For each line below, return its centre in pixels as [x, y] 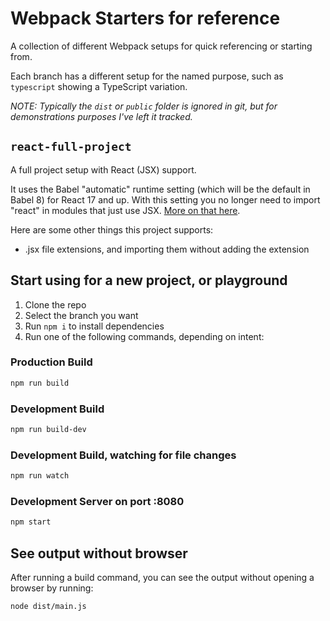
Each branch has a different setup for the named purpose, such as [147, 76]
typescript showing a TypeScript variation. [99, 86]
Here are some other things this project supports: [112, 229]
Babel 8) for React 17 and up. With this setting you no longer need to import [165, 199]
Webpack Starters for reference [145, 18]
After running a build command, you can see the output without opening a [162, 578]
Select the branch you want [81, 315]
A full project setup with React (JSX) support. [103, 169]
